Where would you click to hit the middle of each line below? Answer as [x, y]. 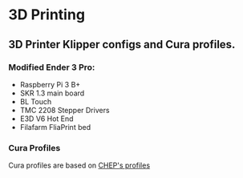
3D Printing [47, 15]
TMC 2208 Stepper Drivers [65, 110]
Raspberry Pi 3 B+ [50, 84]
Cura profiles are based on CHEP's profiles [79, 165]
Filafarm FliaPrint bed [55, 127]
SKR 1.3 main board [52, 93]
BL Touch [36, 101]
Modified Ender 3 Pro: [52, 67]
